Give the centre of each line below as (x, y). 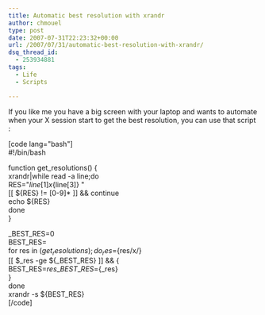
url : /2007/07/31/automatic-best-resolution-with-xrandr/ (106, 45)
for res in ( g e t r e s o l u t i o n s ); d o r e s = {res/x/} (75, 251)
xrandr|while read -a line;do (54, 176)
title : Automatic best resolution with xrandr (86, 15)
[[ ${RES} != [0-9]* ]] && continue (64, 193)
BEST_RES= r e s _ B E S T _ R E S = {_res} (63, 269)
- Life (26, 75)
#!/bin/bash (27, 152)
